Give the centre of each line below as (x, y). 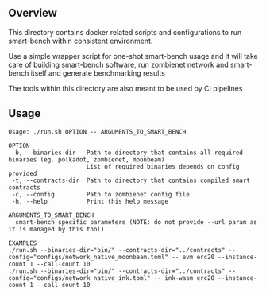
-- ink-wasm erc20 (184, 278)
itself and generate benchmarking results (98, 73)
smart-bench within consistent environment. (81, 41)
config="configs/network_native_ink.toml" (79, 278)
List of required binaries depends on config (163, 166)
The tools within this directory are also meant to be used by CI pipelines (125, 88)
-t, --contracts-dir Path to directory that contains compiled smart (131, 180)
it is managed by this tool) (56, 229)
